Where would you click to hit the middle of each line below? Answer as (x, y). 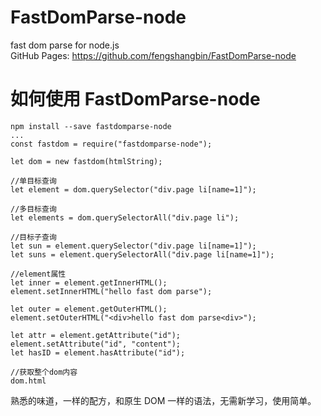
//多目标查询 (33, 209)
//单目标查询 (33, 181)
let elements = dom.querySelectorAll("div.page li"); (125, 217)
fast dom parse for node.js (65, 45)
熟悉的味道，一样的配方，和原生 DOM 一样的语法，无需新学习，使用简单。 (163, 400)
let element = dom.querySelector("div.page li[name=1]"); (133, 189)
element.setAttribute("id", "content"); (96, 344)
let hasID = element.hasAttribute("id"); (98, 352)
